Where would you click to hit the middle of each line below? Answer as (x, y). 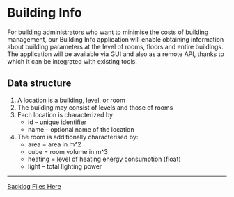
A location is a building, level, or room (71, 100)
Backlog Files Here (34, 186)
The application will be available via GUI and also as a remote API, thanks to (116, 54)
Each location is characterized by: (66, 114)
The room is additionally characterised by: (78, 137)
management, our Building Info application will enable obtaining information (116, 39)
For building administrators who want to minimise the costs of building (108, 32)
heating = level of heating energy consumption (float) (104, 159)
